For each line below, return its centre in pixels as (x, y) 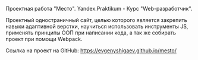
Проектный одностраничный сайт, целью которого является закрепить (97, 20)
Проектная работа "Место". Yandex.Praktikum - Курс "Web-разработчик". (99, 9)
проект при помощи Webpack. (44, 39)
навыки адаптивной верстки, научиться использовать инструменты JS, (97, 26)
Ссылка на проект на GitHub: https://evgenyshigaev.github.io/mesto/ (91, 50)
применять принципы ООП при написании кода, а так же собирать (91, 33)
